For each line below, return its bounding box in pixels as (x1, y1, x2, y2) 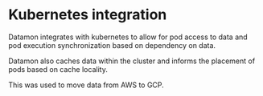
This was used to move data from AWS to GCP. (8, 80, 165, 90)
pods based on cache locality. (8, 64, 109, 74)
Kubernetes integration (8, 6, 167, 24)
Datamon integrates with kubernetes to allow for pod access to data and (8, 32, 248, 42)
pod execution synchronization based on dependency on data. (8, 40, 216, 50)
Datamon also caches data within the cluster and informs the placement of (8, 56, 256, 66)
